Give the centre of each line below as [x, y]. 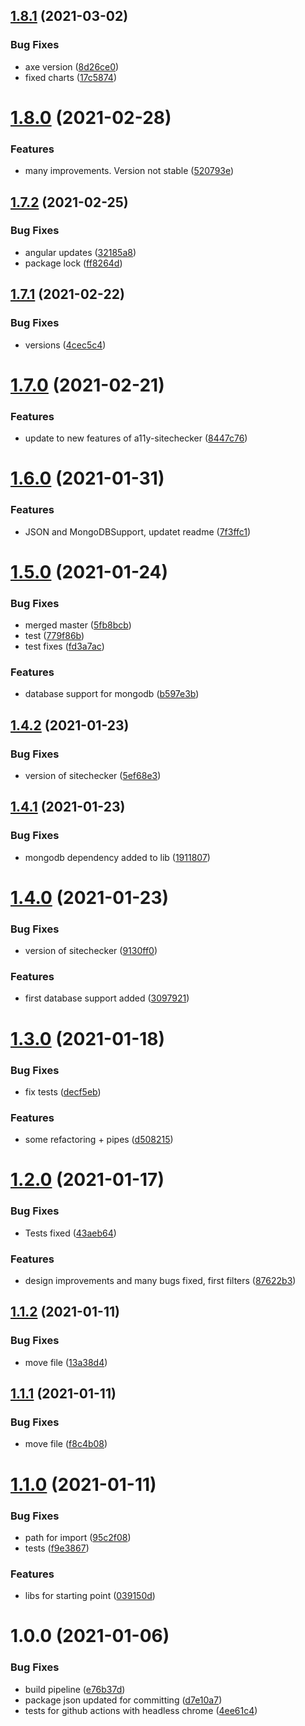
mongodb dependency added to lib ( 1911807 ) [117, 857]
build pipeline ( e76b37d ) [75, 1689]
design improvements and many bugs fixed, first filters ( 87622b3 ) [160, 1281]
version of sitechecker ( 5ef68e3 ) [93, 775]
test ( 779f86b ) [54, 635]
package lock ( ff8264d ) [73, 263]
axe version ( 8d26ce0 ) [72, 66]
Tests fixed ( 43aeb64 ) [70, 1233]
